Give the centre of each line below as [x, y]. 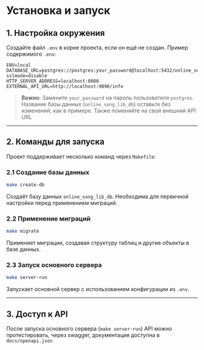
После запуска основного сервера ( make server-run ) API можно [89, 329]
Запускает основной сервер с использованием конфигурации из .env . [98, 289]
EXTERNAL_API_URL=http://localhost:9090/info [65, 86]
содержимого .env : [31, 54]
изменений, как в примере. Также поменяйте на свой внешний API [108, 111]
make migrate [23, 232]
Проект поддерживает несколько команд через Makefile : [81, 156]
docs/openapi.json [29, 341]
